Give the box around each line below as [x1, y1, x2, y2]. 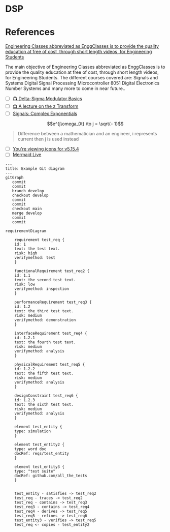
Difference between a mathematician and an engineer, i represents [17, 131, 157, 137]
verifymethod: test [14, 255, 56, 260]
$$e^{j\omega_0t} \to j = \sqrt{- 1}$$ [47, 121, 124, 127]
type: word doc [14, 447, 47, 452]
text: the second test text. [14, 278, 76, 283]
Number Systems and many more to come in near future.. [5, 85, 126, 92]
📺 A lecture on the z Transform [12, 103, 79, 109]
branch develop [12, 189, 44, 194]
